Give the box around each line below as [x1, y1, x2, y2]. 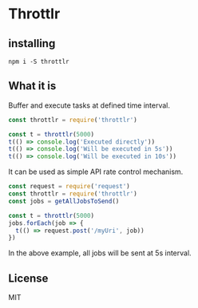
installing [8, 37, 56, 50]
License [8, 271, 49, 285]
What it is [8, 79, 57, 93]
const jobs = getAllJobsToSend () [8, 197, 120, 205]
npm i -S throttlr [8, 57, 69, 65]
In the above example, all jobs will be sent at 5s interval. [8, 248, 192, 258]
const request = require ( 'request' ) [8, 183, 130, 191]
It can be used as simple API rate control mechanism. [8, 167, 184, 176]
